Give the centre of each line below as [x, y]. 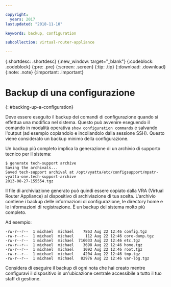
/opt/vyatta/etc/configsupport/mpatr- [117, 172]
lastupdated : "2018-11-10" [34, 24]
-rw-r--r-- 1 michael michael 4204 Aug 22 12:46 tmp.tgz [73, 254]
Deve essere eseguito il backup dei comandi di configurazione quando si [82, 117]
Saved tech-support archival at [40, 172]
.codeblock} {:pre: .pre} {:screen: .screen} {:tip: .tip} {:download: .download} [86, 67]
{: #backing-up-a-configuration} [40, 107]
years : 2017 [23, 19]
